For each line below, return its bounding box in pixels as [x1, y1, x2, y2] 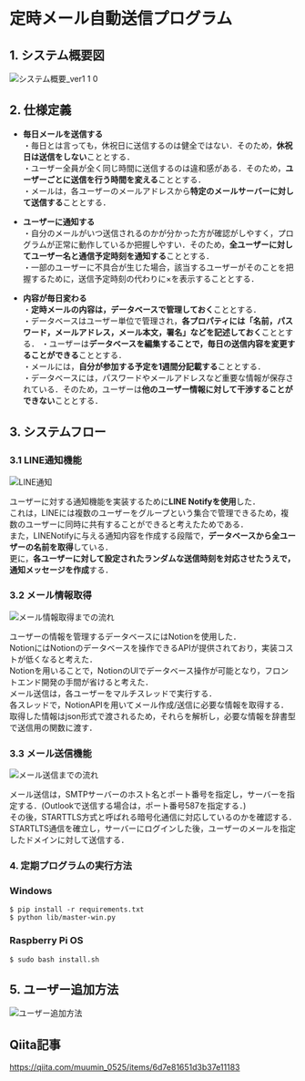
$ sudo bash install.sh [9, 954, 100, 964]
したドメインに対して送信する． [9, 835, 129, 846]
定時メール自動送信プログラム [9, 8, 233, 29]
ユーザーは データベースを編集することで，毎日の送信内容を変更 [48, 338, 288, 349]
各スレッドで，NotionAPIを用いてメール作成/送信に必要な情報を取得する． [9, 699, 290, 710]
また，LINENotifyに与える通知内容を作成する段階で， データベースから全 [9, 530, 280, 540]
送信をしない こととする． [38, 151, 135, 162]
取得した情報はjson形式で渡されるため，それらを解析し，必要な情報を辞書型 [9, 710, 296, 721]
